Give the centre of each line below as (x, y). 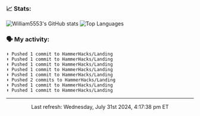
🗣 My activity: (28, 40)
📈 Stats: (19, 8)
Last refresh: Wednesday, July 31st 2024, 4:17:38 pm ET (100, 107)
